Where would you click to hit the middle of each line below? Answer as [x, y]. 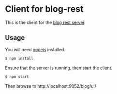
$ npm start [17, 76]
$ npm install [19, 58]
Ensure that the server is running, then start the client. [59, 68]
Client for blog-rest [44, 9]
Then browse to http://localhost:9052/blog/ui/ [51, 86]
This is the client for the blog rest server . [45, 22]
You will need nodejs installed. [35, 49]
